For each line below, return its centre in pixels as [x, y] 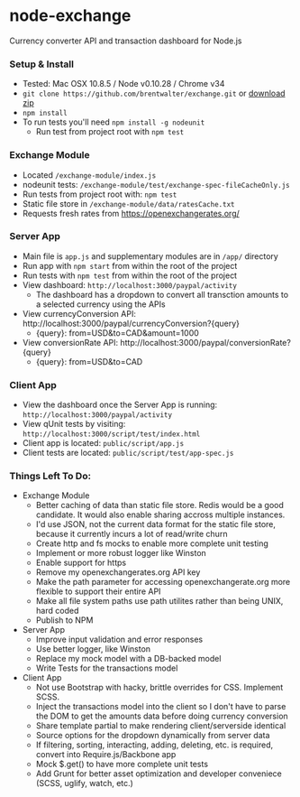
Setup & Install [42, 64]
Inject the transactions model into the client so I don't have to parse [161, 707]
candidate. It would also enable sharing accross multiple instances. [160, 514]
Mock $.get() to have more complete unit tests [122, 765]
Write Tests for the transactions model [107, 668]
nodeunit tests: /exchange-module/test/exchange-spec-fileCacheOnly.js [156, 184]
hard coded [57, 611]
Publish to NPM [64, 620]
